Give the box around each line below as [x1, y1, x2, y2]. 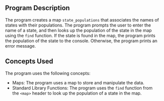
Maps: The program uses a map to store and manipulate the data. [12, 79, 144, 85]
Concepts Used [5, 57, 53, 66]
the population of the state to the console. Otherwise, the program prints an [5, 38, 158, 44]
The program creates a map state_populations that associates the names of [5, 17, 159, 23]
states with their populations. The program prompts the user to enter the [5, 22, 151, 28]
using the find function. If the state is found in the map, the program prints [5, 32, 156, 38]
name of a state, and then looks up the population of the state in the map [5, 27, 152, 33]
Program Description [5, 4, 70, 12]
